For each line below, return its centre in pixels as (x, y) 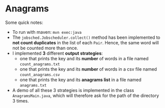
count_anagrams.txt (40, 64)
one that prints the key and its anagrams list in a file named (81, 80)
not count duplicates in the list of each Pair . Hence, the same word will (85, 42)
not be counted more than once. (45, 48)
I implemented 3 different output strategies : (57, 53)
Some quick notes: (24, 22)
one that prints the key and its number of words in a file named (84, 58)
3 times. (21, 101)
